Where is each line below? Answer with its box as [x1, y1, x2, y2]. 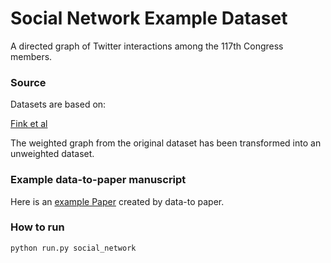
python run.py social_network [10, 243, 137, 253]
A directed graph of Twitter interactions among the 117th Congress [10, 40, 284, 52]
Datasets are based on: [10, 98, 107, 111]
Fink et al [10, 118, 48, 130]
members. [10, 50, 53, 62]
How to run [10, 220, 65, 234]
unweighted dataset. [10, 148, 95, 160]
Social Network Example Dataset [10, 7, 288, 30]
